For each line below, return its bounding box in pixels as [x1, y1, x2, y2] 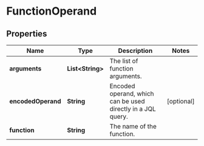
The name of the [109, 122, 157, 130]
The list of [109, 57, 138, 65]
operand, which [109, 89, 154, 98]
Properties [6, 29, 47, 39]
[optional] [166, 97, 195, 105]
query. [109, 113, 129, 120]
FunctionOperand [6, 4, 97, 18]
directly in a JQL [109, 105, 156, 113]
